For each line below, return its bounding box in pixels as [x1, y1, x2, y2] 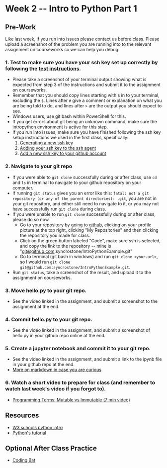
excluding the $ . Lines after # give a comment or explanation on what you [12, 97, 163, 103]
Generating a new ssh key [19, 140, 74, 146]
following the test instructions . [5, 65, 81, 72]
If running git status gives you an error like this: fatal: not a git [12, 190, 149, 196]
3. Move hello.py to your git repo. [5, 287, 87, 294]
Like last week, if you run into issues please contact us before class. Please [5, 36, 160, 42]
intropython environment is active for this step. [12, 124, 108, 130]
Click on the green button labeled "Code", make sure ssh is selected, [19, 237, 161, 244]
